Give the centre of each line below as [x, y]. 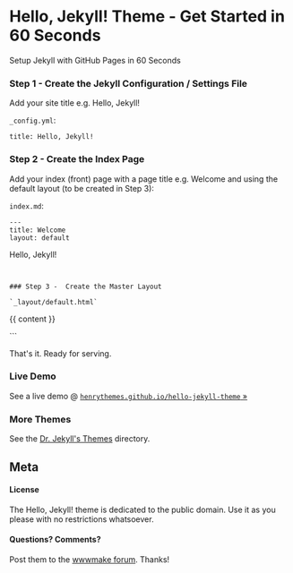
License [25, 490]
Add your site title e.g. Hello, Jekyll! [75, 103]
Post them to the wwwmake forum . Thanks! [90, 559]
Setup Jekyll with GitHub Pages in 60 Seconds [95, 60]
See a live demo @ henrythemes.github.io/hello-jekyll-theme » [129, 396]
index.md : [27, 205]
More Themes [40, 419]
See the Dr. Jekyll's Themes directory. [80, 439]
